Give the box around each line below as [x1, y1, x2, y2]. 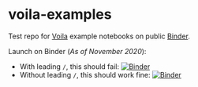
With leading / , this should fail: [19, 61, 120, 71]
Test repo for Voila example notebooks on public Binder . [8, 31, 191, 41]
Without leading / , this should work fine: [19, 70, 151, 79]
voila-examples [8, 5, 112, 24]
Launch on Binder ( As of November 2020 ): [8, 46, 147, 56]
